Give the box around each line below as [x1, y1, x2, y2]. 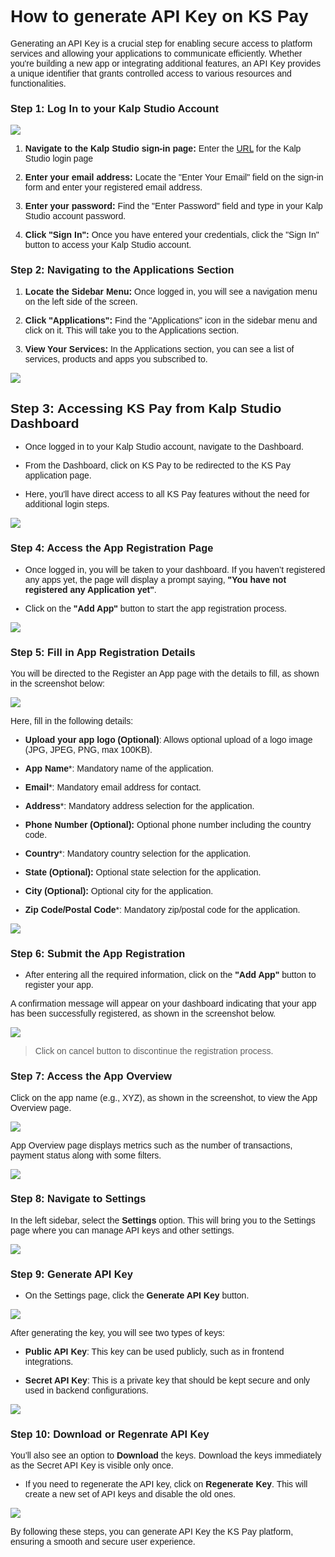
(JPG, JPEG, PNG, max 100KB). [24, 744, 153, 755]
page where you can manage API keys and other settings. [10, 1224, 235, 1236]
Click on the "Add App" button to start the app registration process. [24, 602, 287, 614]
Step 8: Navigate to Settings [10, 1192, 147, 1205]
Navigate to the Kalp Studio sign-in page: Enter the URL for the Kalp [24, 143, 302, 155]
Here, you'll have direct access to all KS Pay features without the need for [24, 489, 310, 500]
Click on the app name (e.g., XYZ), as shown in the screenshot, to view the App [10, 1092, 318, 1103]
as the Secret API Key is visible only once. [10, 1460, 174, 1471]
